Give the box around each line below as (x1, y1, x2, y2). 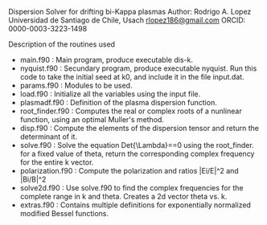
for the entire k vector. (19, 157, 94, 167)
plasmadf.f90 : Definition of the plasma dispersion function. (19, 98, 217, 107)
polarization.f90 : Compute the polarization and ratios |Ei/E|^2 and (19, 166, 239, 175)
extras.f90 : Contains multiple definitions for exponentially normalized (19, 200, 252, 210)
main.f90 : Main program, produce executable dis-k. (19, 55, 193, 64)
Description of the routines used (8, 39, 115, 49)
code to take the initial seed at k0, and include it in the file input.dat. (19, 72, 244, 81)
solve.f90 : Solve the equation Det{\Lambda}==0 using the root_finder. (19, 141, 255, 149)
